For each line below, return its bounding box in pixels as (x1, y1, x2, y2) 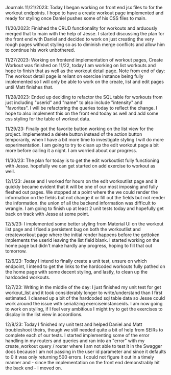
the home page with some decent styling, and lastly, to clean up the (5, 269, 148, 275)
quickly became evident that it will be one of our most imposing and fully (5, 184, 158, 190)
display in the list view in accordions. (5, 311, 83, 317)
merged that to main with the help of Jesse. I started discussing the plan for (5, 31, 165, 36)
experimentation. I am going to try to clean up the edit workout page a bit (5, 142, 159, 148)
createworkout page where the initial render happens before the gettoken (5, 232, 160, 238)
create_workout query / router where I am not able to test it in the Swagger (5, 343, 162, 349)
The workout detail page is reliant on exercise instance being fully (5, 73, 144, 79)
